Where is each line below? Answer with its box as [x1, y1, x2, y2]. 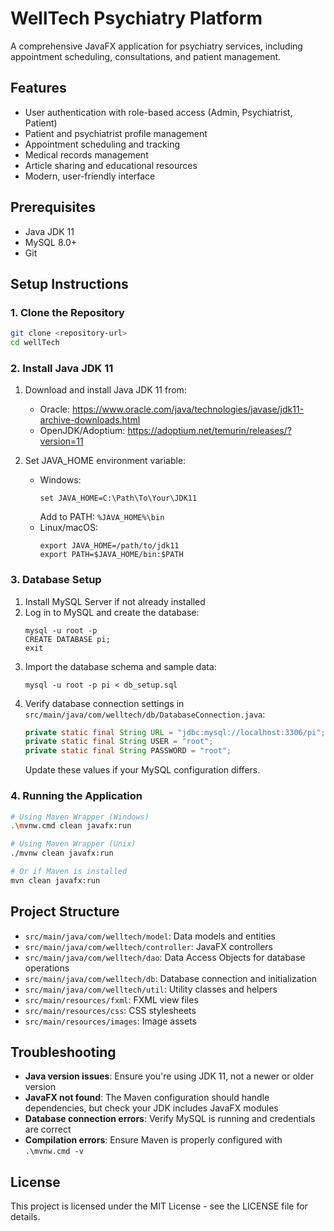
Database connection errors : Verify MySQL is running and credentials [24, 1113, 316, 1125]
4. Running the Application [10, 789, 143, 803]
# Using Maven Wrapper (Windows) [10, 812, 150, 822]
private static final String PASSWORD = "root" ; [24, 746, 232, 756]
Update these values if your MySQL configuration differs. [24, 764, 261, 776]
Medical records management [24, 148, 149, 161]
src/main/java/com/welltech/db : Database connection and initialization [24, 972, 318, 984]
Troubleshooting [10, 1043, 117, 1061]
